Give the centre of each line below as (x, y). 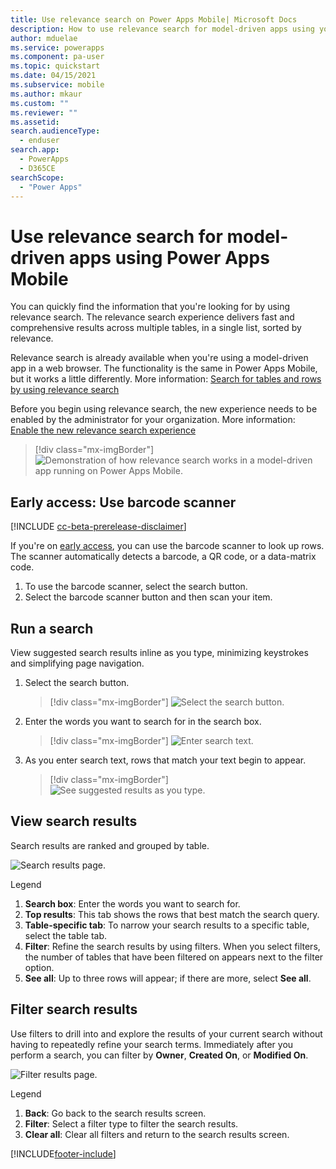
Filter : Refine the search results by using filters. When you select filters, (172, 946)
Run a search (52, 628)
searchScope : (37, 177)
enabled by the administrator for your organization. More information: (153, 420)
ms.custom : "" (40, 103)
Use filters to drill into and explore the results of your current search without (166, 1033)
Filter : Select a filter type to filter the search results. (131, 1123)
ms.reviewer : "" (44, 112)
